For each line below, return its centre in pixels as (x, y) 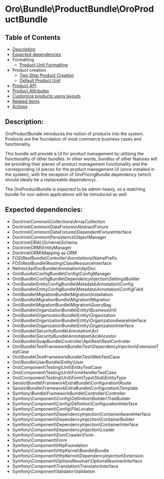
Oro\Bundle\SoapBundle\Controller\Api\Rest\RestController (71, 341)
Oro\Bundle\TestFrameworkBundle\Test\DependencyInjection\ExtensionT (85, 346)
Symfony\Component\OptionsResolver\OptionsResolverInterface (77, 461)
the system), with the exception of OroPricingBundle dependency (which (78, 174)
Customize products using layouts (46, 96)
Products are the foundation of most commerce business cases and (73, 139)
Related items (26, 101)
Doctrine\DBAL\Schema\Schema (45, 242)
